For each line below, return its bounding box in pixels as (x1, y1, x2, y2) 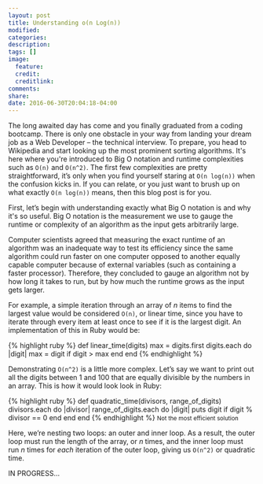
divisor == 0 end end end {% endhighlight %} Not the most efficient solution (8, 413, 239, 423)
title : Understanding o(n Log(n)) (8, 19, 122, 27)
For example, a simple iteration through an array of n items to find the (8, 301, 232, 310)
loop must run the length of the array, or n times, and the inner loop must (8, 437, 243, 446)
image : (8, 56, 30, 64)
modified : (8, 26, 41, 34)
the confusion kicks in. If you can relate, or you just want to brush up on (8, 179, 240, 189)
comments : (8, 84, 41, 93)
